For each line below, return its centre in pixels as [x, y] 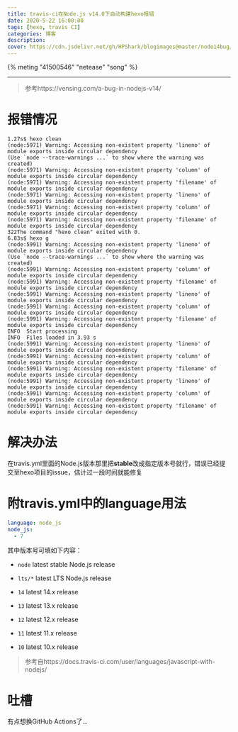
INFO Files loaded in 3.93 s [52, 338]
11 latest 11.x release [47, 633]
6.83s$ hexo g [28, 238]
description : [27, 40]
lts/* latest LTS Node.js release [64, 578]
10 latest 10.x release [48, 647]
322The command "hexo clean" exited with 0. [74, 232]
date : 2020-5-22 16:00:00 [45, 21]
